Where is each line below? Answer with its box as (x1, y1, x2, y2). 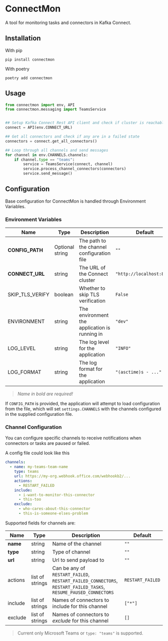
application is (79, 324, 110, 331)
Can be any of (52, 564, 85, 571)
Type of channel (52, 548, 91, 555)
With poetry (5, 66, 30, 72)
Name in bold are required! (17, 391, 73, 397)
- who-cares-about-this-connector (18, 506, 91, 511)
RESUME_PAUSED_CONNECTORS (52, 589, 114, 595)
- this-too (18, 497, 41, 502)
